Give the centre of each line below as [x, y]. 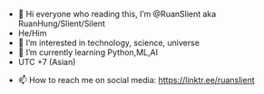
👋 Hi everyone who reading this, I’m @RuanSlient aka [117, 14]
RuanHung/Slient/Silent [62, 23]
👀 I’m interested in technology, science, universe [108, 42]
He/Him [32, 33]
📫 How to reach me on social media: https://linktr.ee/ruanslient [137, 80]
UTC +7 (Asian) [47, 62]
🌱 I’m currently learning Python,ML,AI [88, 52]
